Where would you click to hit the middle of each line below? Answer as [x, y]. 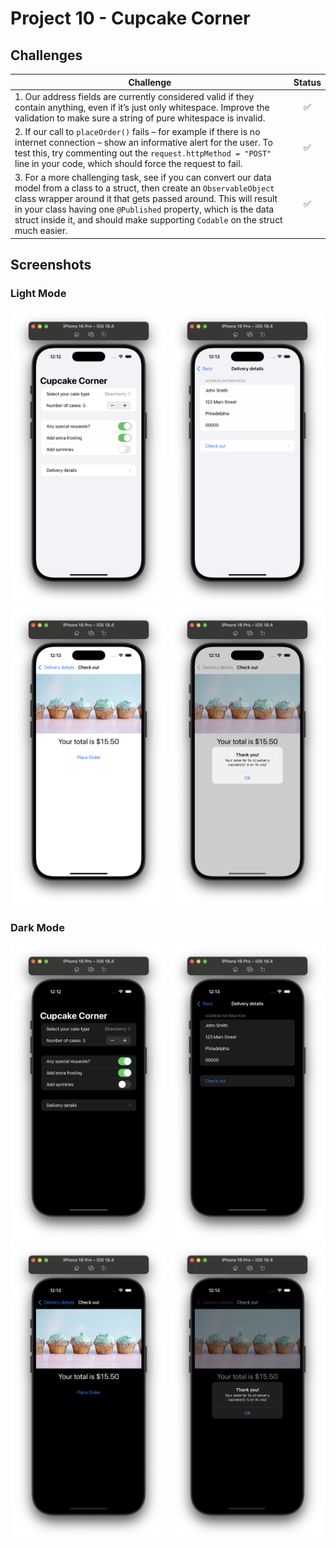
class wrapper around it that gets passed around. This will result [146, 199]
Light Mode [38, 294]
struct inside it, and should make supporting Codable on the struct [148, 220]
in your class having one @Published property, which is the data [144, 209]
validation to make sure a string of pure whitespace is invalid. [140, 118]
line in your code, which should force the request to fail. [128, 163]
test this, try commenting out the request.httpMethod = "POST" [143, 153]
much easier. [41, 231]
